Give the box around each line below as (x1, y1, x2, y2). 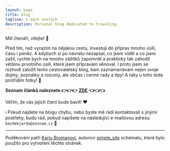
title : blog (5, 12, 30, 17)
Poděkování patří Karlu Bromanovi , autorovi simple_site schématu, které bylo (5, 135, 165, 141)
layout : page (5, 7, 33, 13)
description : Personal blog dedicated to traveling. (5, 21, 119, 27)
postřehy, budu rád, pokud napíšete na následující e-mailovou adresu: (5, 115, 151, 121)
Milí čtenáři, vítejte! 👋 (5, 35, 49, 41)
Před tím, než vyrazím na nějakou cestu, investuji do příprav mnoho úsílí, (5, 45, 156, 51)
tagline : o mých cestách (5, 17, 58, 22)
